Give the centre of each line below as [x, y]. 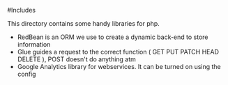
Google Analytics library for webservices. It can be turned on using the [119, 67]
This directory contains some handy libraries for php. [84, 23]
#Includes [22, 10]
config [26, 74]
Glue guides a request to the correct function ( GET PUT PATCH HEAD [118, 52]
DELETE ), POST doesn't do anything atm [76, 59]
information [34, 44]
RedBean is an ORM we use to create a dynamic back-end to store [113, 37]
